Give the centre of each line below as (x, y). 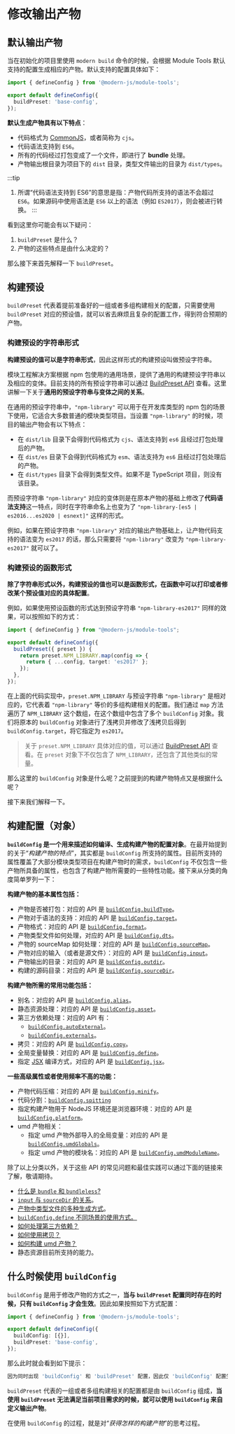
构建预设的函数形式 (40, 567)
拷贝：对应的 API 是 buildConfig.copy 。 (74, 1044)
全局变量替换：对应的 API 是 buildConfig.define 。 (90, 1052)
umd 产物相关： (40, 1126)
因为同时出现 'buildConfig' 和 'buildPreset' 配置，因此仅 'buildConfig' (110, 1376)
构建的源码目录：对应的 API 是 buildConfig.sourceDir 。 (98, 970)
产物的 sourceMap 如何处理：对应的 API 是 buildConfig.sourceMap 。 (116, 944)
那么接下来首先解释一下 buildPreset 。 (62, 263)
